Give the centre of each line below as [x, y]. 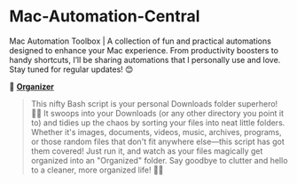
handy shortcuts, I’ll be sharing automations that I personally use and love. [145, 60]
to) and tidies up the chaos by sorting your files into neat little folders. [158, 123]
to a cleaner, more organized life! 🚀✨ [97, 170]
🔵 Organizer [32, 86]
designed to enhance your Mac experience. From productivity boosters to [144, 50]
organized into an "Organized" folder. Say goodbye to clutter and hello [159, 160]
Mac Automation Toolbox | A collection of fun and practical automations [141, 41]
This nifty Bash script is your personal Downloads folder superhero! [154, 103]
